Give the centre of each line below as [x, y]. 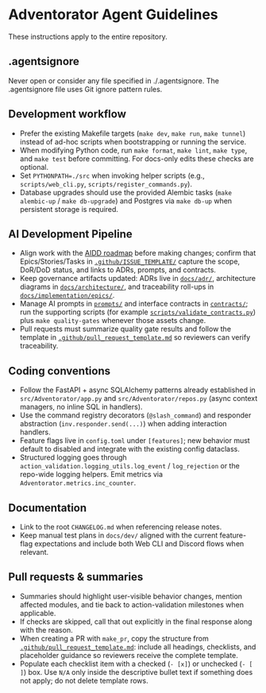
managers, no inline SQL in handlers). [81, 407]
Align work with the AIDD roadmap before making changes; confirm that [138, 253]
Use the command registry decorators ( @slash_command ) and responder [135, 415]
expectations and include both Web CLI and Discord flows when [139, 544]
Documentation [48, 508]
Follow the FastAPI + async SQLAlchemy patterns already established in [137, 390]
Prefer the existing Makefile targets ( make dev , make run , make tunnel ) [133, 133]
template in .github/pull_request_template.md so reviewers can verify [135, 337]
